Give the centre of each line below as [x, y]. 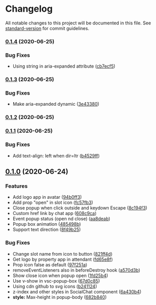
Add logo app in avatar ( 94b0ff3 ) [47, 197]
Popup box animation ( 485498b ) [47, 224]
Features [17, 186]
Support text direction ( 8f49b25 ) [47, 230]
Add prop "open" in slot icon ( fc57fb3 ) [53, 203]
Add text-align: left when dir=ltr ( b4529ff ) [56, 156]
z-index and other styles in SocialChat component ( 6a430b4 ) [77, 292]
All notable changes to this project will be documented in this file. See [78, 23]
